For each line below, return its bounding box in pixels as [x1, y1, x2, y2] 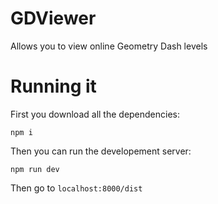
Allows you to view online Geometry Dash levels [10, 40, 208, 52]
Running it [10, 75, 97, 98]
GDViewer [10, 7, 97, 30]
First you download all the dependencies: [10, 108, 181, 120]
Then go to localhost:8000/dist [10, 182, 143, 194]
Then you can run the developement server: [10, 145, 192, 157]
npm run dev [10, 164, 60, 174]
